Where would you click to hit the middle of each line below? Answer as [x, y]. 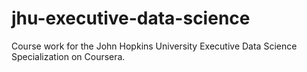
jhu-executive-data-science [131, 18]
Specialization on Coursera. [68, 56]
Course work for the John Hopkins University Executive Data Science [154, 46]
